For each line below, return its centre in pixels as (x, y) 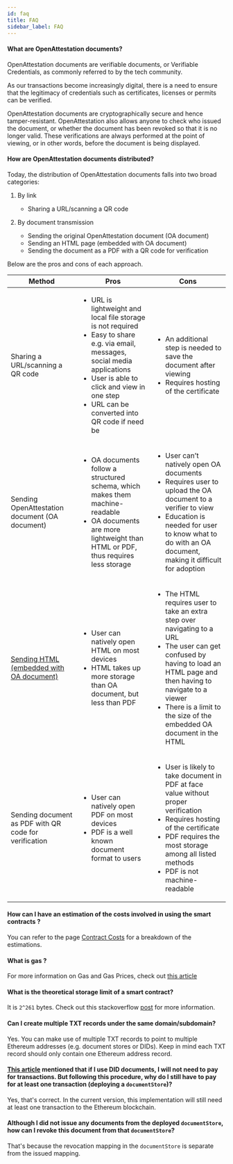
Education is (185, 516)
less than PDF (114, 702)
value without (187, 792)
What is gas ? (27, 960)
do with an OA (188, 542)
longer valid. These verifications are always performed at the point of (106, 136)
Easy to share (113, 335)
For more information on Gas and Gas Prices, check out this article (102, 976)
